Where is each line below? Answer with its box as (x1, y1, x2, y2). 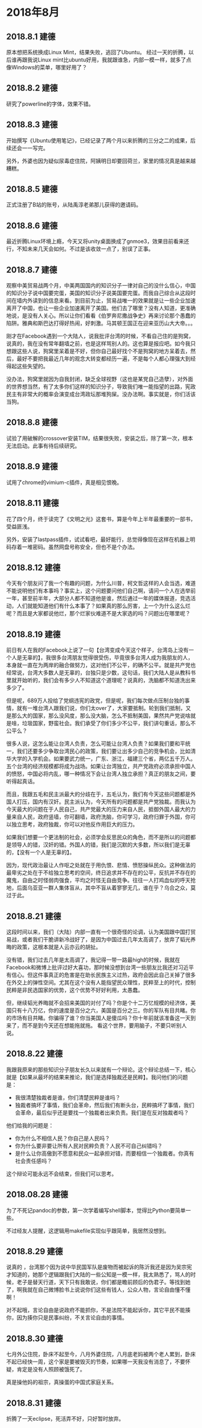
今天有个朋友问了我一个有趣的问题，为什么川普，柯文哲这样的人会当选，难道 (6, 580, 196, 587)
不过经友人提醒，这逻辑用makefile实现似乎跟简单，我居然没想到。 (6, 1227, 170, 1234)
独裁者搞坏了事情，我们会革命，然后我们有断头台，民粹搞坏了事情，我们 (14, 1101, 194, 1109)
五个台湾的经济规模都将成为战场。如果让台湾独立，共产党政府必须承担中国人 (6, 763, 196, 770)
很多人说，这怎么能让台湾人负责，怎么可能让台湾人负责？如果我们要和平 (6, 740, 185, 748)
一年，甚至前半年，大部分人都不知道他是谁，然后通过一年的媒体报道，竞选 (6, 595, 191, 602)
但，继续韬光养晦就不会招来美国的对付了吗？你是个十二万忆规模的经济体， (6, 999, 191, 1006)
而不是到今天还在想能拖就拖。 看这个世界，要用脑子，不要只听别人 (22, 1022, 187, 1029)
